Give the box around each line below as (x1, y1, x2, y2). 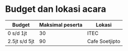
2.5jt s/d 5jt (7, 38, 35, 45)
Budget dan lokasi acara (5, 3, 106, 15)
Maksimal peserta (39, 21, 83, 28)
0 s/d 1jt (7, 30, 27, 37)
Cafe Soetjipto (87, 38, 121, 45)
